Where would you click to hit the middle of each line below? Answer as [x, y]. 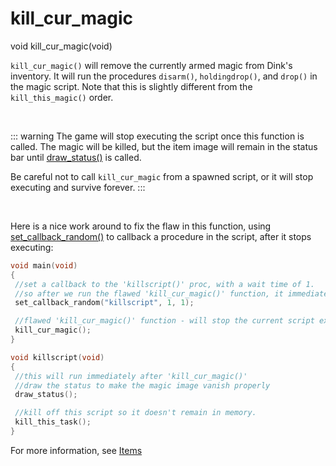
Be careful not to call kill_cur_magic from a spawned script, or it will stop [162, 176]
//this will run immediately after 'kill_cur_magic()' [131, 376]
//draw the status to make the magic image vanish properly [142, 385]
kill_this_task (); [53, 422]
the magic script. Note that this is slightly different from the [131, 86]
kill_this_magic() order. [62, 97]
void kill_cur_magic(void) [61, 46]
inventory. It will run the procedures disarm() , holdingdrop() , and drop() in [164, 76]
